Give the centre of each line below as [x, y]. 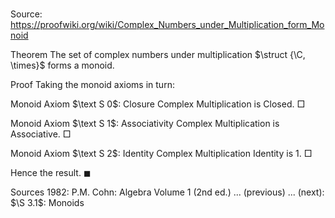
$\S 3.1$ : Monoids [47, 203]
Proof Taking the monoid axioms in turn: [92, 85]
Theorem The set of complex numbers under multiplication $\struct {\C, [158, 55]
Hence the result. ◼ [51, 173]
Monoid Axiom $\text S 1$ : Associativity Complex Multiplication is [145, 124]
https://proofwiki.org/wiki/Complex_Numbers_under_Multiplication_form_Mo [167, 25]
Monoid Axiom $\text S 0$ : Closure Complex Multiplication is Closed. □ [158, 104]
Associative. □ [41, 134]
